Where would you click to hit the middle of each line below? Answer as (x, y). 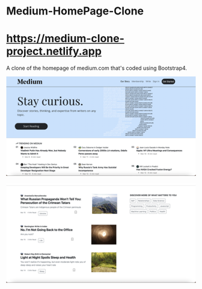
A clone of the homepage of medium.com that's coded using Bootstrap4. (97, 68)
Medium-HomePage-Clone (75, 11)
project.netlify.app (54, 51)
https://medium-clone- (66, 39)
